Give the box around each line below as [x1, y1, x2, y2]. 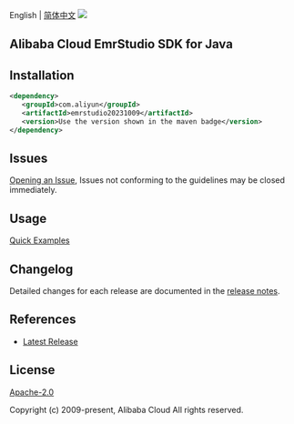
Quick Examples [9, 235, 70, 246]
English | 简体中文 [9, 10, 76, 20]
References [9, 312, 76, 328]
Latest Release [22, 336, 79, 347]
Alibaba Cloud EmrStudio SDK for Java [9, 36, 234, 52]
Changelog [9, 261, 74, 277]
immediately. [9, 185, 57, 196]
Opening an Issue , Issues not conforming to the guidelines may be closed [9, 175, 285, 186]
